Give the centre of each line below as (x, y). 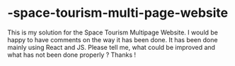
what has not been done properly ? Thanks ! (72, 55)
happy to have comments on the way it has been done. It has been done (113, 39)
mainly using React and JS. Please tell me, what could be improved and (111, 47)
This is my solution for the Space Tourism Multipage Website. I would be (113, 32)
